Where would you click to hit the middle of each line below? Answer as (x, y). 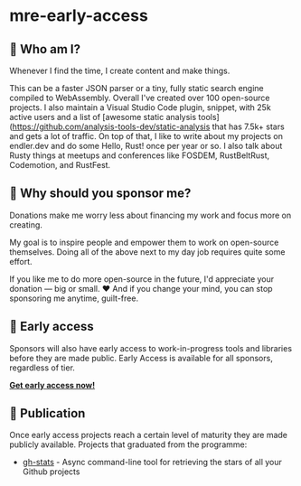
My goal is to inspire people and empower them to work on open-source (144, 242)
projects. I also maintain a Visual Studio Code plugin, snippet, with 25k (140, 107)
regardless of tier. (42, 368)
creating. (26, 224)
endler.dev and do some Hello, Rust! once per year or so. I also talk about (146, 146)
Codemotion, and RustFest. (60, 165)
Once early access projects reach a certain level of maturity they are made (148, 435)
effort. (21, 261)
